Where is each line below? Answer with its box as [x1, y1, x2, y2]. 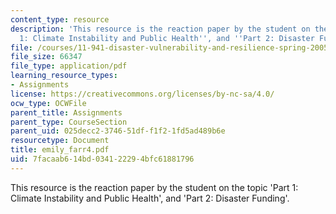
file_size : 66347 [10, 52, 83, 62]
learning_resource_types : [10, 71, 118, 81]
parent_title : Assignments [10, 107, 123, 118]
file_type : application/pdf [10, 61, 128, 71]
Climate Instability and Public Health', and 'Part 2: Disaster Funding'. [10, 192, 290, 204]
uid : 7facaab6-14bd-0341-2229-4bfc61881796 [10, 154, 195, 164]
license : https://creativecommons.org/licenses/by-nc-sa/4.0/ [10, 89, 275, 99]
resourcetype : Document [10, 136, 110, 146]
